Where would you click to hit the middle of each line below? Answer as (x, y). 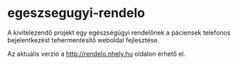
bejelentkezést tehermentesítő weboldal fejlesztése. (83, 40)
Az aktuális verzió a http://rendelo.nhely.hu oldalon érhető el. (97, 54)
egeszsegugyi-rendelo (76, 13)
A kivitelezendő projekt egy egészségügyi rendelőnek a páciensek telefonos (119, 32)
